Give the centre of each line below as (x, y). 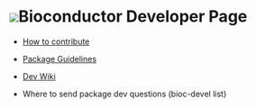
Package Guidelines (59, 58)
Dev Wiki (39, 76)
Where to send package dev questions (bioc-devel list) (124, 94)
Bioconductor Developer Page (133, 17)
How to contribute (56, 41)
